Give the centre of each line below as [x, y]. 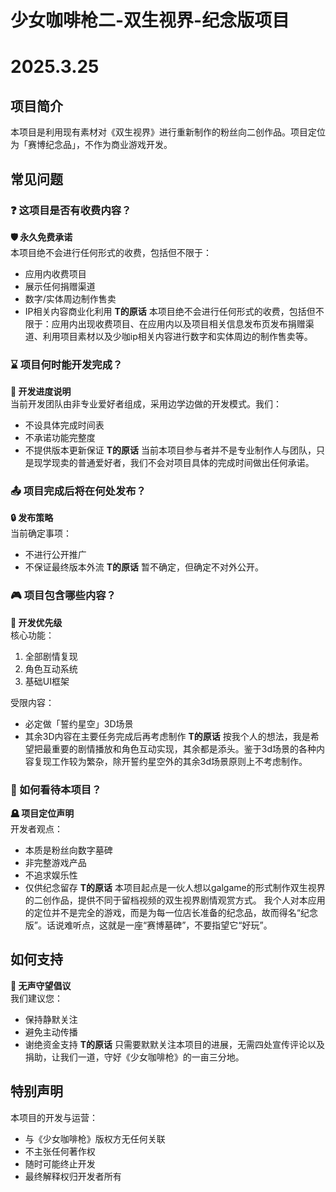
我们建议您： [36, 998]
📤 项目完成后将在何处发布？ [78, 491]
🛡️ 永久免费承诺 [41, 237]
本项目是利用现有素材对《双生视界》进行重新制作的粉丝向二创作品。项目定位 [168, 132]
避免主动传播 [51, 1032]
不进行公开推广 [55, 555]
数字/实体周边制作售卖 [70, 298]
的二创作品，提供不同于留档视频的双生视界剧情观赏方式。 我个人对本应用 [175, 900]
